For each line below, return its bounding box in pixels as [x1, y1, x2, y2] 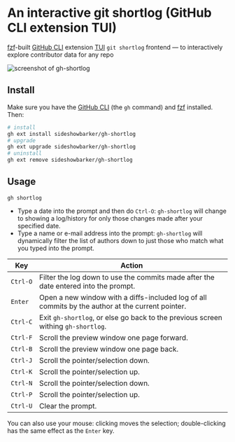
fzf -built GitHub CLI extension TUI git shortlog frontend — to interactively [7, 43, 223, 51]
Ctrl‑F [10, 333, 33, 341]
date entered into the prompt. [39, 281, 136, 291]
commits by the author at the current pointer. [39, 301, 187, 311]
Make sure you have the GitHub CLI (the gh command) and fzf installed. [7, 103, 213, 111]
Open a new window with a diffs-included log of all [39, 292, 208, 302]
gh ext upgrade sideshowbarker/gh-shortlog [7, 144, 136, 151]
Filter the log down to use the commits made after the [39, 272, 215, 282]
